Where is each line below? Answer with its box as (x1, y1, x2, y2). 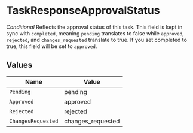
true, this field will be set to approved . (6, 43, 97, 50)
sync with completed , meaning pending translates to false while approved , (6, 29, 184, 37)
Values (6, 60, 33, 70)
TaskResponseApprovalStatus (6, 4, 160, 17)
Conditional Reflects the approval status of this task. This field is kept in (6, 23, 183, 31)
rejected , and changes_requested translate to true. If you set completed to (6, 36, 187, 43)
